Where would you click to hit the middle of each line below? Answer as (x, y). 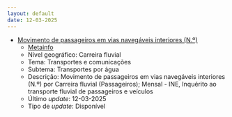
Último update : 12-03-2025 (67, 98)
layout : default (31, 13)
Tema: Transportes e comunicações (79, 62)
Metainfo (40, 47)
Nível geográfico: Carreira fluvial (75, 54)
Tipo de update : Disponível (67, 106)
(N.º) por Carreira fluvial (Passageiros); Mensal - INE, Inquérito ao (122, 84)
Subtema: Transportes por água (74, 69)
